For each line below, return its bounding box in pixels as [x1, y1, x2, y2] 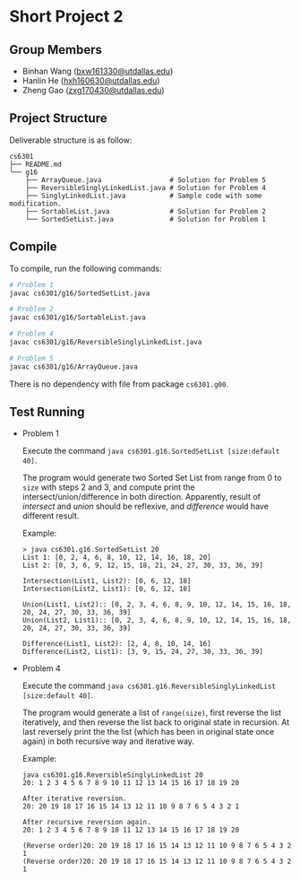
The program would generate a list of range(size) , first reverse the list [21, 707, 282, 719]
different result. [21, 510, 80, 521]
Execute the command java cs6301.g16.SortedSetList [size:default [21, 446, 280, 457]
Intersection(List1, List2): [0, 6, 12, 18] [21, 577, 192, 586]
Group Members [9, 42, 103, 57]
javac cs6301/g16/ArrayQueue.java [9, 362, 139, 371]
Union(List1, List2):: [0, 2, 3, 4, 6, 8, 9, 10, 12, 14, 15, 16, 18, [21, 600, 292, 609]
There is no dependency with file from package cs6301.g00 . [9, 379, 229, 389]
